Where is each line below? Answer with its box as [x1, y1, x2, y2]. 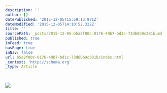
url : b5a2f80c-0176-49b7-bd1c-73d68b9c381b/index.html [5, 54, 124, 60]
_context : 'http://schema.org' [5, 59, 72, 65]
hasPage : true [5, 45, 36, 50]
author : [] [5, 12, 28, 17]
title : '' [5, 26, 26, 32]
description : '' [5, 7, 40, 13]
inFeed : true [5, 41, 33, 46]
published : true [5, 36, 40, 41]
